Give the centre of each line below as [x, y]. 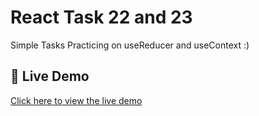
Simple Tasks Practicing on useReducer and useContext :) [130, 45]
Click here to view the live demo [76, 100]
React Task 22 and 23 [101, 17]
